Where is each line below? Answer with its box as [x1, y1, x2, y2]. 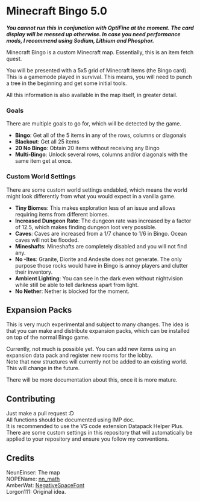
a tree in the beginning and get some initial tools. [6, 80, 127, 87]
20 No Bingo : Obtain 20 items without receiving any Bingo [14, 145, 160, 152]
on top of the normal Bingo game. [6, 333, 90, 341]
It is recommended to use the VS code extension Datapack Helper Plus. [6, 423, 184, 430]
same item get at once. [14, 157, 72, 165]
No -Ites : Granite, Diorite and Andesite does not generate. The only [14, 255, 182, 263]
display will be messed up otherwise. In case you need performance [6, 30, 181, 37]
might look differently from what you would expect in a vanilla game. [6, 192, 176, 200]
